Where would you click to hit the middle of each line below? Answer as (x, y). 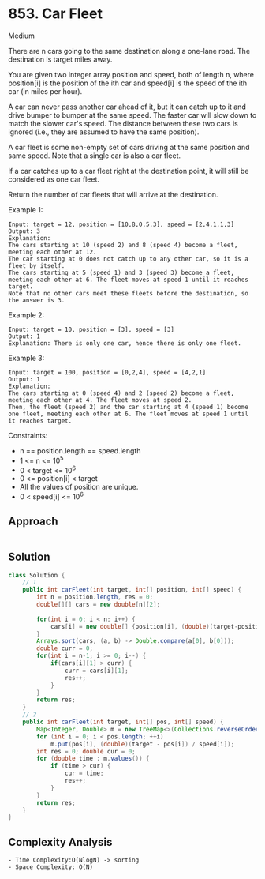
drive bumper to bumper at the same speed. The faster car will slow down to (132, 115)
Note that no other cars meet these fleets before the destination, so (128, 293)
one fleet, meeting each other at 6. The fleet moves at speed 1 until (128, 414)
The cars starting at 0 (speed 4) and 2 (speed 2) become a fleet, (121, 393)
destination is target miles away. (60, 59)
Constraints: (28, 435)
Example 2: (26, 315)
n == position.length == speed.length (80, 450)
